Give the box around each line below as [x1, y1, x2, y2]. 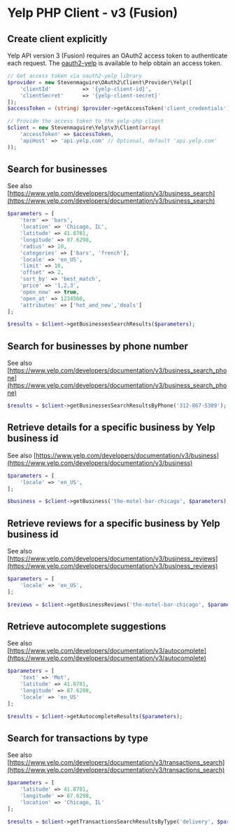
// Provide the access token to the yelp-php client [7, 118, 164, 125]
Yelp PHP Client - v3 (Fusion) [7, 5, 178, 21]
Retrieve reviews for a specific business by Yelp [7, 517, 220, 529]
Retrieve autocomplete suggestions [7, 621, 166, 633]
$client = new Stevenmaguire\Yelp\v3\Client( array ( [7, 124, 161, 131]
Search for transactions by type [7, 732, 149, 744]
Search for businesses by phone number [7, 340, 189, 352]
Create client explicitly [7, 33, 108, 45]
